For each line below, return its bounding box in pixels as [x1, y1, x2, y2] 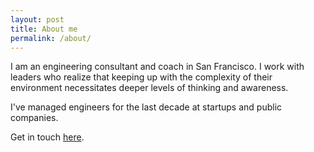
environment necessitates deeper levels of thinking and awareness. [10, 82, 289, 94]
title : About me [10, 24, 78, 34]
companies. [10, 112, 59, 124]
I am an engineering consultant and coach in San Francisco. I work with [10, 61, 305, 73]
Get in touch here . [10, 131, 85, 143]
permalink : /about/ [10, 33, 92, 43]
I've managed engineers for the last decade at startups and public [10, 101, 283, 113]
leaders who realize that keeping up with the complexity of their [10, 71, 273, 83]
